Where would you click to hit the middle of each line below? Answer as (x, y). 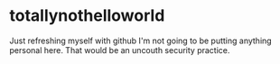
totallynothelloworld (87, 16)
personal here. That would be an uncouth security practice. (120, 50)
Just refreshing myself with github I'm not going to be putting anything (141, 41)
